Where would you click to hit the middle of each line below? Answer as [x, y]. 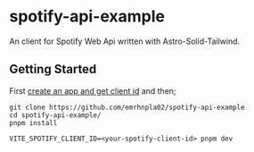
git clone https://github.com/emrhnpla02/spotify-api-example [127, 107]
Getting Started [53, 69]
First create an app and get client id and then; [93, 90]
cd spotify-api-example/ [55, 115]
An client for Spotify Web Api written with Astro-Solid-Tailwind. [125, 41]
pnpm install [33, 122]
